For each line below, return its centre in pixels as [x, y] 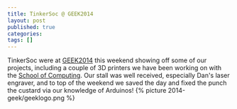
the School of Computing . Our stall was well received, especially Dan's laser [119, 76]
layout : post [27, 21]
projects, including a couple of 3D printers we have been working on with [115, 68]
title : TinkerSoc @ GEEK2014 [50, 14]
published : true [31, 27]
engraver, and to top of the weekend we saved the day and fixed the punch [117, 83]
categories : [25, 34]
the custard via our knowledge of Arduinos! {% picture [87, 91]
